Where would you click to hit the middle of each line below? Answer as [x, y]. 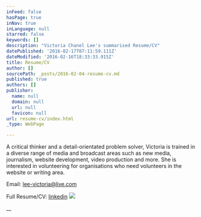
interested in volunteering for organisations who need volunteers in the [94, 166]
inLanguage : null [28, 29]
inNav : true [21, 23]
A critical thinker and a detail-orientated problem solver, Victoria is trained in [101, 147]
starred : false [25, 34]
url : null [24, 107]
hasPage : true [24, 18]
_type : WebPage [25, 125]
